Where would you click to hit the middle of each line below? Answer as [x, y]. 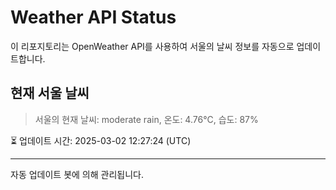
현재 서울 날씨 [50, 93]
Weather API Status [93, 17]
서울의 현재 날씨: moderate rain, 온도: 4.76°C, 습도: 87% [146, 119]
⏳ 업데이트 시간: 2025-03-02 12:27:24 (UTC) [101, 140]
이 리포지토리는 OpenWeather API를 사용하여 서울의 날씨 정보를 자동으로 [152, 46]
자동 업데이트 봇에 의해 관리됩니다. [77, 174]
